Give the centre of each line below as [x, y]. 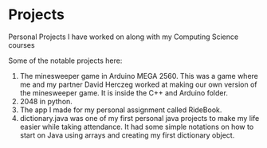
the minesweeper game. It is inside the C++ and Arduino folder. [124, 92]
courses [22, 45]
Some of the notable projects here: [65, 60]
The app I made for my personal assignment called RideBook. [121, 110]
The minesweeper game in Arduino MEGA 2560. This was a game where [139, 76]
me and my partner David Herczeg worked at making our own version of [138, 84]
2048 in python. [46, 101]
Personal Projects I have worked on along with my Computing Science [124, 37]
